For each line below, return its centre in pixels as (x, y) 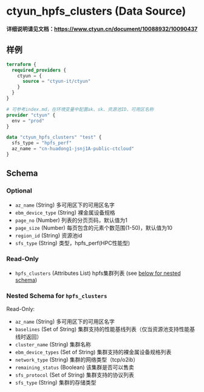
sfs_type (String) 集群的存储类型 (56, 383)
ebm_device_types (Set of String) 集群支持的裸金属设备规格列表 (93, 352)
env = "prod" (28, 121)
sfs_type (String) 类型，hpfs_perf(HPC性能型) (73, 243)
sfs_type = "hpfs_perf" (42, 143)
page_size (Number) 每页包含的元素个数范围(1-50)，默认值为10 (94, 227)
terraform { (21, 64)
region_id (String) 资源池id (49, 235)
